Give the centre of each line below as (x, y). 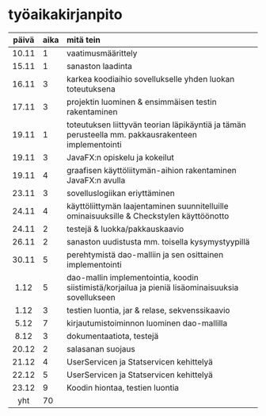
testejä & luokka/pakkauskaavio (125, 229)
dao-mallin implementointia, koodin (133, 277)
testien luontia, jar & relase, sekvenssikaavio (148, 310)
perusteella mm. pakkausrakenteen (132, 134)
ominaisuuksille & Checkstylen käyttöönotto (148, 216)
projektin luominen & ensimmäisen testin (142, 102)
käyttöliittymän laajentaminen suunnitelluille (148, 206)
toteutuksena (91, 89)
